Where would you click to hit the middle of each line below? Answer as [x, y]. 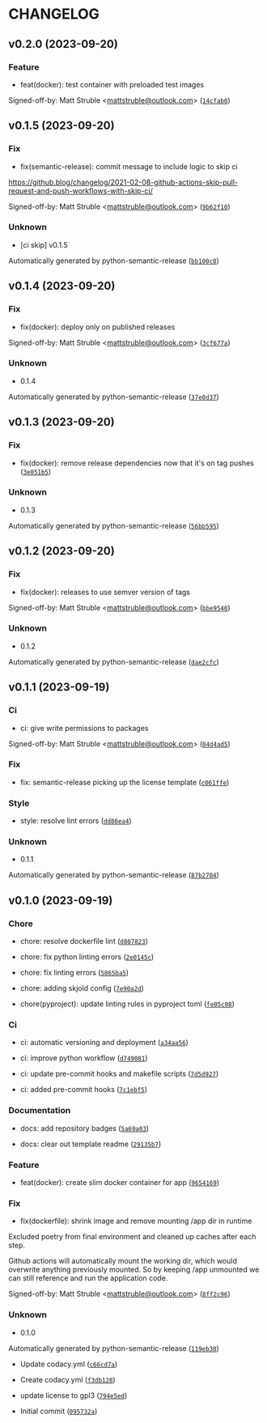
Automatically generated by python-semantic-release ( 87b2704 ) [114, 875]
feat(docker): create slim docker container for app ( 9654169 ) [120, 1182]
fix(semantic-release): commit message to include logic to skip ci [129, 166]
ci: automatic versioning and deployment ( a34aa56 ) [104, 1043]
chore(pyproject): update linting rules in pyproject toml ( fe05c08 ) [127, 1004]
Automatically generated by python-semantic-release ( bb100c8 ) [114, 261]
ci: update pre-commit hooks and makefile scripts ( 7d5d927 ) [119, 1074]
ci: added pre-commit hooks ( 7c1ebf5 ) [84, 1090]
